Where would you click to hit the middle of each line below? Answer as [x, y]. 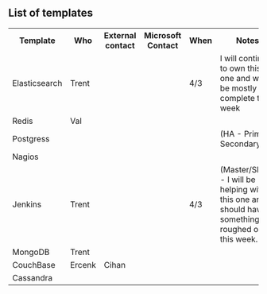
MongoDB [31, 252]
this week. [239, 239]
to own [233, 68]
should [232, 209]
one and [235, 78]
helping [234, 189]
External [120, 35]
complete [238, 98]
